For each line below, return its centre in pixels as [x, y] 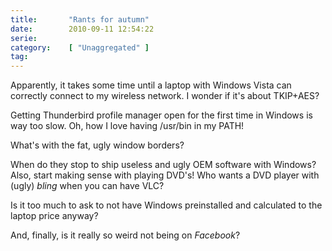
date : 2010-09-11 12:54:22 [82, 29]
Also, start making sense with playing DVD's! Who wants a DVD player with [165, 175]
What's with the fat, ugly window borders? [97, 145]
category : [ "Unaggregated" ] [80, 47]
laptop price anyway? [54, 216]
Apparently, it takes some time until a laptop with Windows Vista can [151, 85]
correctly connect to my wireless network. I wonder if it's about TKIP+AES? [165, 96]
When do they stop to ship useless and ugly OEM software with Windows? [163, 165]
